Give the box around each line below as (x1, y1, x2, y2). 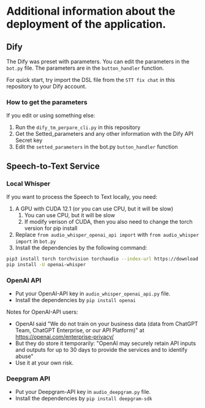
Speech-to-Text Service (6, 161, 100, 171)
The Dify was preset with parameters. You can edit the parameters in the (6, 58, 190, 65)
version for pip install (24, 224, 78, 232)
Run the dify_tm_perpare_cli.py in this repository (15, 124, 141, 131)
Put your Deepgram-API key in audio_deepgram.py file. (15, 388, 151, 396)
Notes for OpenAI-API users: (6, 308, 78, 316)
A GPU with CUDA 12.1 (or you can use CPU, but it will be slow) (15, 205, 174, 212)
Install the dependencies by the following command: (15, 243, 147, 251)
